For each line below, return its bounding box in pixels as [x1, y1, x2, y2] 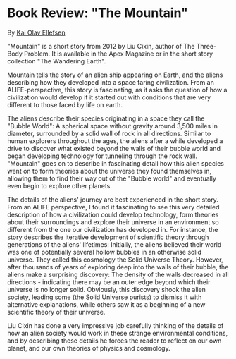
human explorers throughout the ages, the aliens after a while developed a [7, 136, 223, 145]
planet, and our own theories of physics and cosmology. [7, 343, 170, 352]
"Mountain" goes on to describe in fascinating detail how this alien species [7, 159, 224, 167]
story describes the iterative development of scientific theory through [7, 233, 209, 241]
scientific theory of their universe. [7, 308, 106, 316]
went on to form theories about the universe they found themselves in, [7, 166, 211, 175]
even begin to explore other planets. [7, 181, 113, 190]
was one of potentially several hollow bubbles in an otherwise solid [7, 248, 202, 256]
